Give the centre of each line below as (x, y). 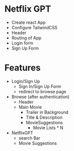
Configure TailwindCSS (34, 27)
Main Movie (30, 107)
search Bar (29, 138)
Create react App (29, 22)
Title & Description (44, 117)
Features (23, 68)
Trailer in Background (47, 112)
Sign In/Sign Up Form (40, 86)
